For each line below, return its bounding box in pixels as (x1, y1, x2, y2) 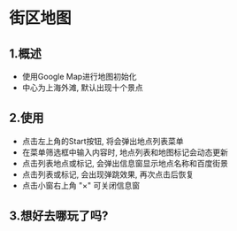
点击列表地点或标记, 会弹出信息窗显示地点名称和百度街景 (21, 158, 228, 168)
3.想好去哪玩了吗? (9, 209, 109, 224)
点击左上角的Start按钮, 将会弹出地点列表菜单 (21, 135, 184, 146)
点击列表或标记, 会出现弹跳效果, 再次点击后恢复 (21, 169, 195, 180)
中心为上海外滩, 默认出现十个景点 (21, 82, 143, 93)
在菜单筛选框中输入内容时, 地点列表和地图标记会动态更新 (21, 147, 228, 158)
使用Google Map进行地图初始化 (21, 72, 137, 81)
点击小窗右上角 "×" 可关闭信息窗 (21, 180, 140, 190)
